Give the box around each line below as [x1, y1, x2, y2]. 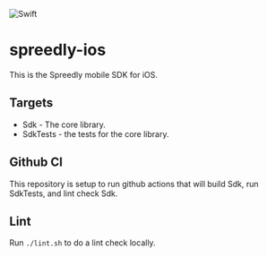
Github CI [9, 155, 63, 170]
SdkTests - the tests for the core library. [22, 128, 169, 139]
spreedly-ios [9, 40, 107, 60]
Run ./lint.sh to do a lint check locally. [9, 237, 156, 248]
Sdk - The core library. [22, 119, 106, 130]
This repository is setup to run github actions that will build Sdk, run [9, 178, 259, 189]
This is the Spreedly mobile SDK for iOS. [9, 69, 159, 80]
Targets [9, 95, 54, 111]
